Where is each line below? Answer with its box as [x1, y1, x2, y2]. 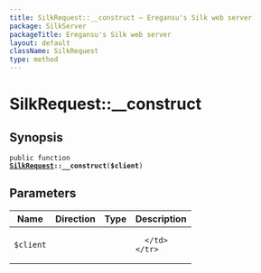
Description [135, 213, 187, 225]
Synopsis [9, 130, 63, 145]
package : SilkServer [9, 22, 88, 31]
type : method [9, 55, 59, 64]
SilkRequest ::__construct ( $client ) [9, 161, 144, 170]
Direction [55, 213, 97, 225]
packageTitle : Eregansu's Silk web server [9, 30, 172, 39]
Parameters [9, 186, 77, 201]
